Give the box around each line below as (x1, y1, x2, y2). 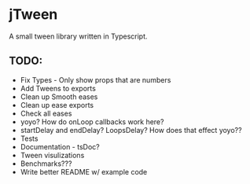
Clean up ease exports (20, 100, 94, 109)
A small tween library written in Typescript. (9, 31, 148, 41)
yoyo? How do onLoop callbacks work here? (20, 116, 164, 127)
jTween (9, 6, 58, 24)
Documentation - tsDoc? (20, 142, 101, 151)
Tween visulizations (20, 150, 85, 160)
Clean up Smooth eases (20, 92, 98, 101)
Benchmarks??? (20, 159, 72, 168)
